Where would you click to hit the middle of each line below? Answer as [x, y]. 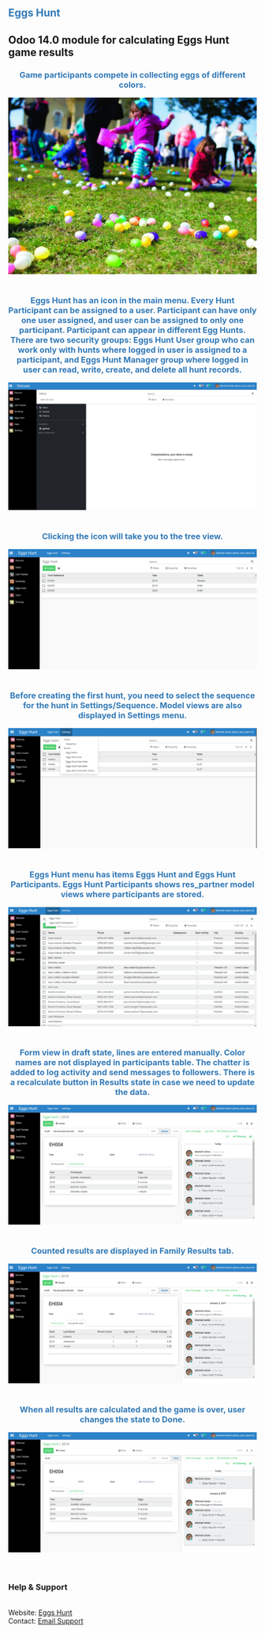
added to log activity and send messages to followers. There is [132, 1072]
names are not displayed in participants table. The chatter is [132, 1062]
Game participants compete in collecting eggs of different [132, 74]
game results [41, 52]
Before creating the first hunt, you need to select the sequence [132, 695]
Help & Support [38, 1587]
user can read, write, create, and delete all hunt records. [132, 369]
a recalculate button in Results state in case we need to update [132, 1082]
